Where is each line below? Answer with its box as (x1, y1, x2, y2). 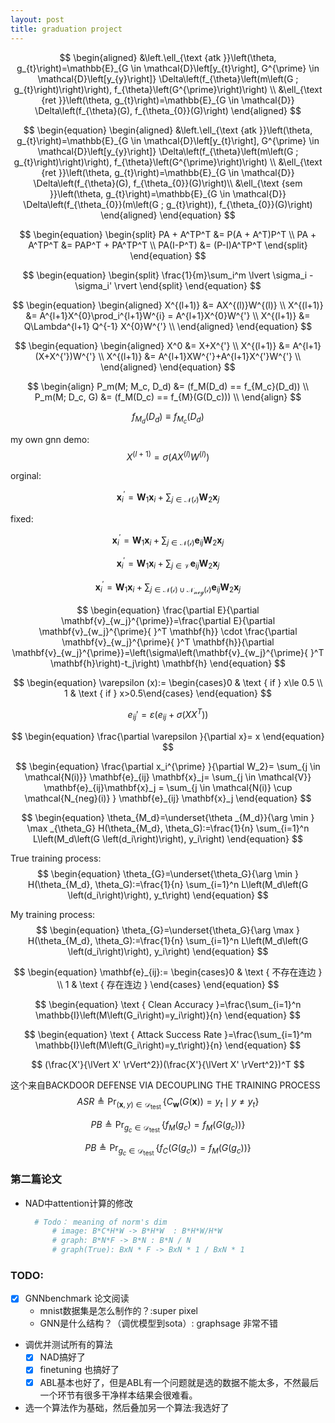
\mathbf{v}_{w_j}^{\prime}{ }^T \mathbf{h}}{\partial (61, 636, 275, 648)
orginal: (10, 470, 42, 482)
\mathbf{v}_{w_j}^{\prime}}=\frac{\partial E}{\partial (60, 615, 276, 627)
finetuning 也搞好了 (39, 1364, 120, 1376)
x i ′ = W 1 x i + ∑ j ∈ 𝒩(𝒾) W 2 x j (116, 489, 220, 505)
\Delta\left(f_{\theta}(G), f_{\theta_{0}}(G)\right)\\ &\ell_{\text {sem (33, 177, 303, 189)
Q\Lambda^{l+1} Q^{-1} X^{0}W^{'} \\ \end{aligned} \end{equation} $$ (23, 320, 313, 332)
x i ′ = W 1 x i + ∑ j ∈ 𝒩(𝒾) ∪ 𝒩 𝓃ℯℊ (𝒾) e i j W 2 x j (94, 579, 242, 596)
